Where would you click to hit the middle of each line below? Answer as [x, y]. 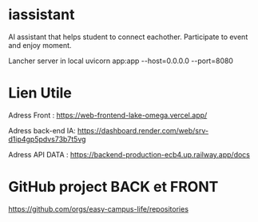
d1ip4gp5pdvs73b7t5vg [47, 139]
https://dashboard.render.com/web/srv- [143, 130]
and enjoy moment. [40, 45]
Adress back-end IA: [42, 130]
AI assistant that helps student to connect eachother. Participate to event [128, 37]
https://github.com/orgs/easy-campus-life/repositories [99, 208]
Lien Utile [40, 93]
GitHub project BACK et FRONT [113, 187]
